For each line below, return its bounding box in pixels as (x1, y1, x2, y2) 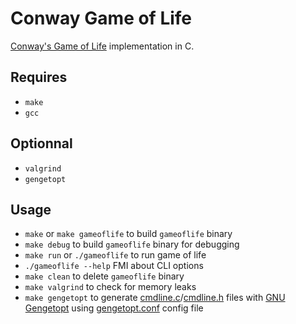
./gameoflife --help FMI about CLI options (24, 260, 204, 272)
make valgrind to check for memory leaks (24, 281, 197, 293)
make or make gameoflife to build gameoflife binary (24, 228, 233, 240)
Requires (10, 69, 68, 86)
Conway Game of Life (10, 7, 193, 30)
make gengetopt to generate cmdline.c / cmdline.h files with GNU (24, 292, 286, 304)
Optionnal (10, 135, 73, 152)
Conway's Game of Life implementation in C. (10, 40, 195, 52)
